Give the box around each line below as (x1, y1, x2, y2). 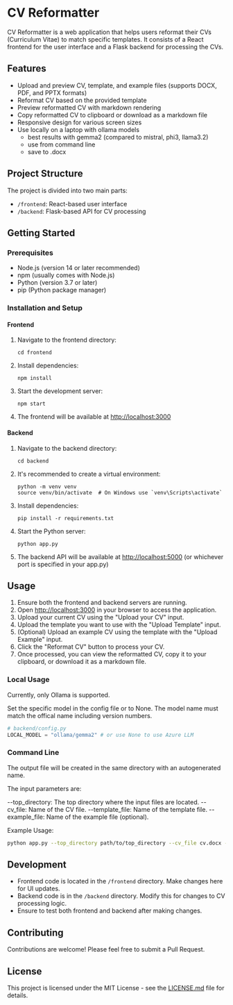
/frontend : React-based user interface (17, 199, 128, 208)
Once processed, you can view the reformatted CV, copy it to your (17, 650, 207, 658)
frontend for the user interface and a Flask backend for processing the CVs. (7, 42, 224, 51)
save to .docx (27, 147, 67, 156)
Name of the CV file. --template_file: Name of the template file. (28, 805, 208, 813)
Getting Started (7, 227, 76, 239)
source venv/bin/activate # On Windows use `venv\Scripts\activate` (17, 489, 223, 496)
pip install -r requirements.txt (17, 515, 114, 522)
